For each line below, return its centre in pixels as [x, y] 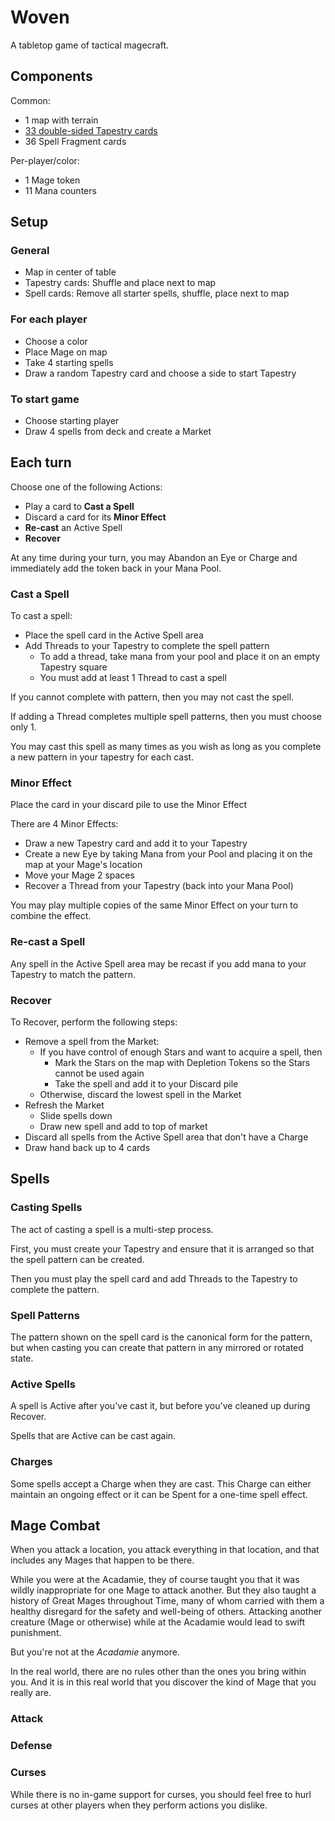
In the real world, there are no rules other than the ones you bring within [158, 1672]
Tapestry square [73, 667]
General [30, 251]
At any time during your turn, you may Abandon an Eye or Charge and [154, 557]
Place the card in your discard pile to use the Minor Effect [129, 805]
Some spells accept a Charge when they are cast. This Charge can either [161, 1483]
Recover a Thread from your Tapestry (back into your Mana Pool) [159, 886]
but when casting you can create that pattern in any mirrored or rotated [157, 1348]
